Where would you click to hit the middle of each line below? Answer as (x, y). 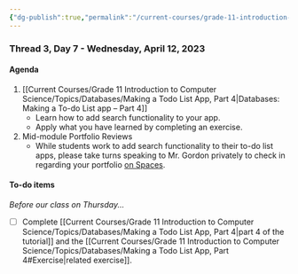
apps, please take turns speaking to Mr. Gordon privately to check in (160, 155)
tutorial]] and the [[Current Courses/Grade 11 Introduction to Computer (151, 241)
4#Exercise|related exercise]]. (77, 260)
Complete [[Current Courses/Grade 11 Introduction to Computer (138, 222)
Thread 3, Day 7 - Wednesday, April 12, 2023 (107, 48)
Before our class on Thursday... (67, 204)
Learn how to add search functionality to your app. (128, 117)
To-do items (32, 185)
